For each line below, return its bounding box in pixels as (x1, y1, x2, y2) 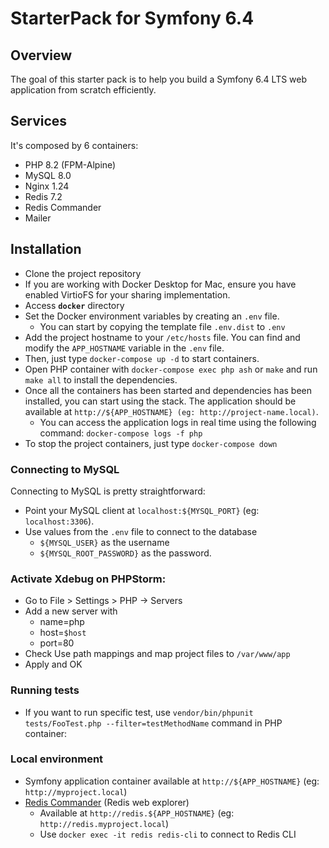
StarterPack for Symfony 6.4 (10, 7, 255, 30)
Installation (10, 241, 82, 258)
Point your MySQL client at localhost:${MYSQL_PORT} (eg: (24, 504, 260, 516)
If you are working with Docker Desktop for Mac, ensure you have (24, 278, 297, 290)
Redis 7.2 (24, 190, 63, 202)
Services (10, 113, 68, 130)
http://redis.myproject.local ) (39, 817, 170, 829)
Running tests (10, 683, 80, 697)
